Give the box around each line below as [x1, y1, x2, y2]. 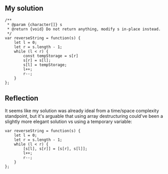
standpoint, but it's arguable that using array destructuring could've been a [5, 113, 163, 119]
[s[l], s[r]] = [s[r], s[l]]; [23, 146, 88, 151]
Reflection [5, 94, 39, 103]
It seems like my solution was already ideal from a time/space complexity [5, 107, 159, 114]
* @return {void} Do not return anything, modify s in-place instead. [7, 27, 161, 32]
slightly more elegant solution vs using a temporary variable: [5, 118, 133, 125]
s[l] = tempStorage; [23, 62, 67, 67]
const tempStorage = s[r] [23, 53, 79, 58]
